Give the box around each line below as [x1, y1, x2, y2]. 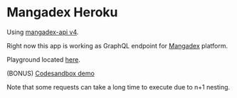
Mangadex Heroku [6, 4, 118, 21]
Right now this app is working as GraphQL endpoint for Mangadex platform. [6, 41, 228, 50]
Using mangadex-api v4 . [6, 28, 79, 36]
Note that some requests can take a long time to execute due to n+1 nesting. [6, 82, 231, 91]
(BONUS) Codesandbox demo [6, 69, 95, 77]
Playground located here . [6, 55, 81, 64]
